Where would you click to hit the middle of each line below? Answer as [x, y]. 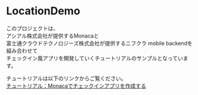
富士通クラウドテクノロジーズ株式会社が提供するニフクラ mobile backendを [99, 43]
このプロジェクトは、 [32, 28]
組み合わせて [22, 50]
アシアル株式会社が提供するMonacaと [53, 36]
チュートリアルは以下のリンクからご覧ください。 [66, 78]
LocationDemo [43, 11]
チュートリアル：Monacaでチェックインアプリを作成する [76, 85]
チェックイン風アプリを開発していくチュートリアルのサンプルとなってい [95, 58]
